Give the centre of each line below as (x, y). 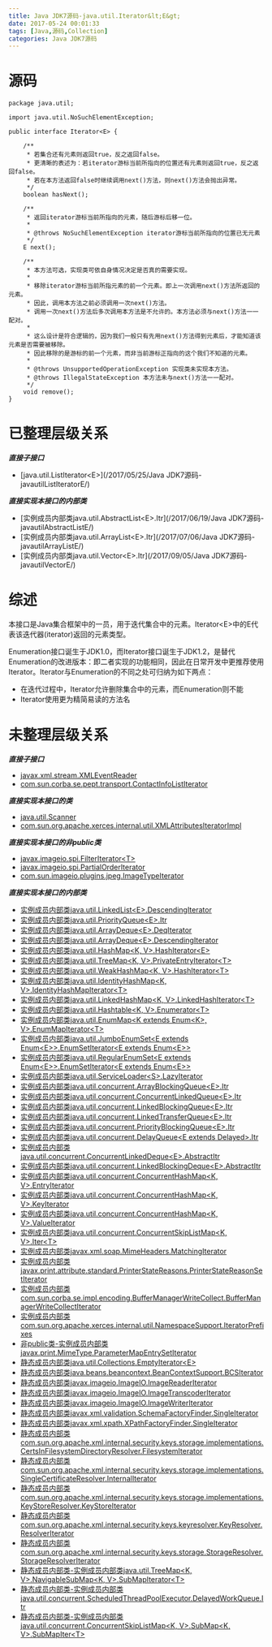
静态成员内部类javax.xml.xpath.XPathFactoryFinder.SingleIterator (129, 1423)
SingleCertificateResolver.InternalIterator (88, 1479)
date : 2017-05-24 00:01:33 (54, 24)
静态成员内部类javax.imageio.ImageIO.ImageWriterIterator (117, 1403)
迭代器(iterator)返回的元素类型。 (76, 635)
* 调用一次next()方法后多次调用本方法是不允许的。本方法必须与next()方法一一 (142, 312)
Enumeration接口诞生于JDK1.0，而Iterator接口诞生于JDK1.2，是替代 (122, 652)
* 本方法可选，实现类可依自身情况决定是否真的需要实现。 (109, 270)
